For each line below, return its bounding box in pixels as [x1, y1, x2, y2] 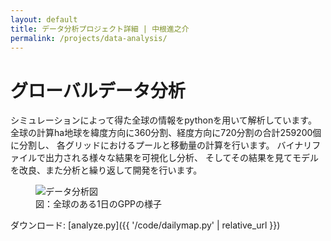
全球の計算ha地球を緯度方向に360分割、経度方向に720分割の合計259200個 [10, 127, 322, 139]
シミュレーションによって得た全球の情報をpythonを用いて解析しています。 [10, 114, 317, 126]
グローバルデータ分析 [10, 79, 186, 102]
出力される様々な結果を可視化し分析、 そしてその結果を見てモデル [44, 152, 320, 164]
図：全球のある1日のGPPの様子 [35, 198, 163, 210]
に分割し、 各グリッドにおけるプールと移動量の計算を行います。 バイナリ [10, 139, 313, 151]
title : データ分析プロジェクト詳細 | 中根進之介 [10, 24, 190, 34]
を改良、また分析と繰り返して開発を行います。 [10, 164, 203, 176]
